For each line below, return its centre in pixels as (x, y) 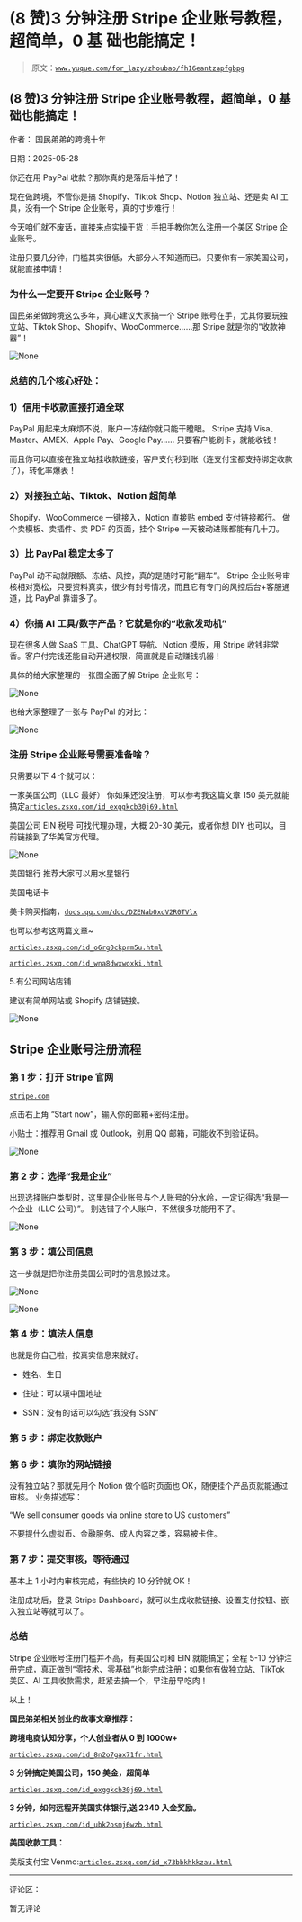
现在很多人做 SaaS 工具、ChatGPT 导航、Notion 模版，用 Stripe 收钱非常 (144, 645)
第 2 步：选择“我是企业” (61, 1176)
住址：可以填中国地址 (62, 1393)
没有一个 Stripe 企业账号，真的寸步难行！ (101, 207)
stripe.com (30, 1097)
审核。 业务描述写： (46, 1497)
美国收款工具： (37, 1842)
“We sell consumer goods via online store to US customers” (120, 1515)
